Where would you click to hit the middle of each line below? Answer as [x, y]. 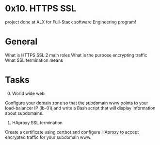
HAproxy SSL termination [37, 123]
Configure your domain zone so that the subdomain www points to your [77, 103]
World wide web [28, 93]
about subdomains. [24, 113]
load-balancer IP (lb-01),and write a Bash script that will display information [80, 108]
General [21, 42]
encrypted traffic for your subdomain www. [48, 137]
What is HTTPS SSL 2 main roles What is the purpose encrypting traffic [76, 55]
